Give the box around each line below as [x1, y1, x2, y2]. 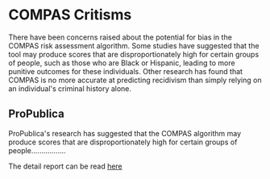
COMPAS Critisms [8, 6, 132, 24]
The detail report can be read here [8, 161, 123, 171]
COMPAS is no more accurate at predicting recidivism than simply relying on [8, 75, 262, 85]
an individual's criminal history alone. [8, 83, 131, 94]
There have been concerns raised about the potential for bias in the [8, 32, 232, 42]
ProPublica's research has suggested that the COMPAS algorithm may [8, 128, 242, 138]
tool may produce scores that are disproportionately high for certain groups [8, 49, 260, 59]
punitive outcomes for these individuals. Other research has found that [8, 66, 243, 76]
